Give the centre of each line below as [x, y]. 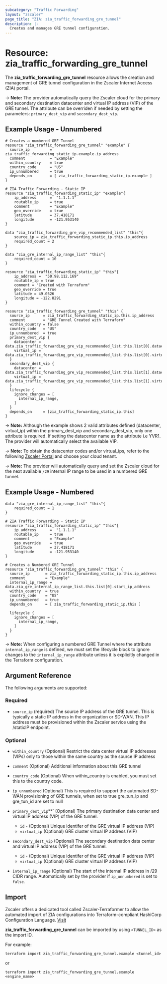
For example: [19, 945]
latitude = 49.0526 [34, 294]
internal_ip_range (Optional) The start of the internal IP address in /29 [85, 871]
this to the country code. [38, 781]
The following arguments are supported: [46, 687]
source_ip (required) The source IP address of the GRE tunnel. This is [83, 711]
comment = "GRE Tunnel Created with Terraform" [68, 320]
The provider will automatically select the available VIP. [62, 441]
